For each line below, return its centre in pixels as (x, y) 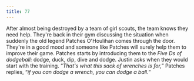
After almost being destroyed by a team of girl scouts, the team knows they (97, 28)
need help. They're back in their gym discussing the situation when (87, 34)
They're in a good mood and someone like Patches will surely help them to (96, 47)
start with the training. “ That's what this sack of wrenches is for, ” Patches (96, 66)
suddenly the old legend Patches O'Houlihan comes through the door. (91, 41)
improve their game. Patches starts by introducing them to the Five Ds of (94, 53)
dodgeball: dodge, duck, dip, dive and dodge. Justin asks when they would (97, 59)
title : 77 (18, 11)
